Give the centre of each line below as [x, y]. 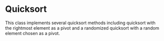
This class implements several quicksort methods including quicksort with [80, 23]
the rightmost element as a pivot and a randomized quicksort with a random [82, 28]
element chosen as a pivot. [33, 33]
